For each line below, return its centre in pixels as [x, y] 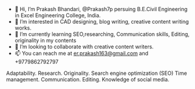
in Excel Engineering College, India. [58, 15]
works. [23, 28]
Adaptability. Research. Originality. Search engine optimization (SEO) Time [97, 73]
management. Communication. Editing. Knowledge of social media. [88, 79]
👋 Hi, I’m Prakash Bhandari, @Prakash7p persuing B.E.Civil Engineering [101, 9]
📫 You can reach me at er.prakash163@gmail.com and [82, 53]
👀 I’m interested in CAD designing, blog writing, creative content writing [102, 22]
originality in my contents [45, 40]
